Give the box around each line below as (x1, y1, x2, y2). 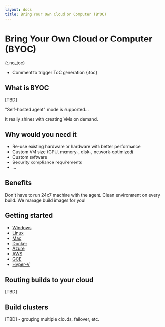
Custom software (12, 154, 48, 160)
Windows (12, 224, 32, 230)
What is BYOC (5, 83, 49, 92)
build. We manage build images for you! (5, 197, 86, 203)
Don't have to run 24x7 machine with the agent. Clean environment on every (5, 192, 160, 198)
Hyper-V (12, 261, 30, 267)
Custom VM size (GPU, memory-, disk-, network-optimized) (12, 149, 134, 155)
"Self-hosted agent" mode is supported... (5, 107, 89, 113)
